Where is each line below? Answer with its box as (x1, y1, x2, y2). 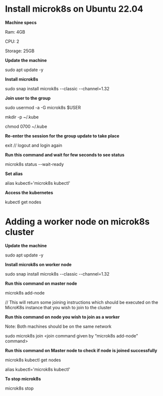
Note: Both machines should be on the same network (5, 323, 112, 329)
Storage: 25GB (5, 48, 35, 54)
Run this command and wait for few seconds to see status (5, 152, 125, 158)
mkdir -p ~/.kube (5, 114, 39, 120)
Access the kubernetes (5, 189, 54, 196)
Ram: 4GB (5, 29, 25, 35)
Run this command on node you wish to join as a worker (5, 314, 120, 320)
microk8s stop (5, 385, 34, 391)
